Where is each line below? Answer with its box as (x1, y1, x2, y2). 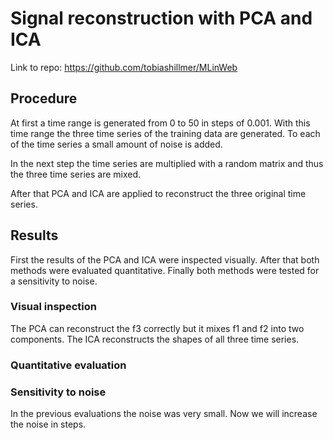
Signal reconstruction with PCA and (10, 7, 313, 30)
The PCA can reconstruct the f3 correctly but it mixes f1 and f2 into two (10, 322, 305, 334)
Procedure (10, 90, 78, 107)
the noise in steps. (10, 418, 87, 431)
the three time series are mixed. (10, 168, 142, 180)
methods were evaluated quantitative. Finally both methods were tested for (10, 264, 320, 276)
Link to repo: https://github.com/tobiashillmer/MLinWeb (10, 61, 238, 73)
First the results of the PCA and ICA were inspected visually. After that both (10, 253, 320, 266)
